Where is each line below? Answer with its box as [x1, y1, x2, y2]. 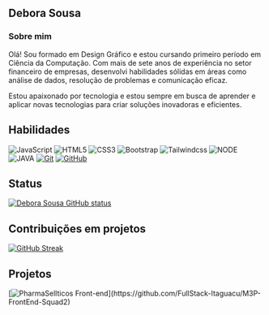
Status [8, 176, 43, 190]
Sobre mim [8, 31, 53, 42]
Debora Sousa [8, 6, 81, 20]
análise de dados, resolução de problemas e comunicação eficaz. [8, 75, 228, 84]
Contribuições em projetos [8, 222, 147, 235]
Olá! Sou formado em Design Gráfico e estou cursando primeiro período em [8, 49, 262, 59]
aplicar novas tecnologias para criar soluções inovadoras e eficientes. [8, 99, 242, 109]
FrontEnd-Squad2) [8, 296, 70, 307]
